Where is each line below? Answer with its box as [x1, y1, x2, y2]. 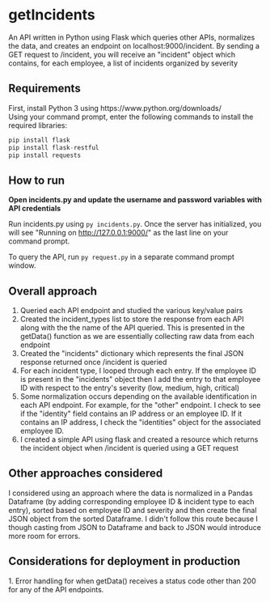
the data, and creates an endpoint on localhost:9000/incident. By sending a [8, 40, 260, 50]
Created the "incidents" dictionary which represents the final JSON [19, 349, 244, 358]
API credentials [8, 204, 61, 214]
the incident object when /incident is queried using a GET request [19, 443, 238, 452]
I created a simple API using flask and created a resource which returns [19, 435, 259, 444]
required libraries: [8, 120, 68, 130]
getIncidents [8, 6, 95, 24]
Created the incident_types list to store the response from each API [19, 314, 244, 324]
